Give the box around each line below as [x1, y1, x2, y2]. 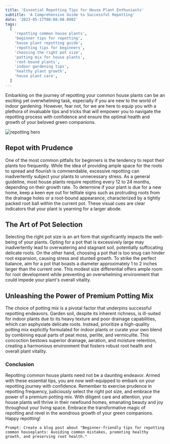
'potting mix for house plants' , [14, 54, 85, 60]
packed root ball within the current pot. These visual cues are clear [5, 200, 146, 206]
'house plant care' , [14, 74, 58, 79]
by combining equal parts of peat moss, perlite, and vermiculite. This [5, 332, 149, 338]
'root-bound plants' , [14, 59, 60, 64]
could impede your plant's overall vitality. [5, 277, 91, 283]
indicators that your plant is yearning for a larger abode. [5, 206, 122, 212]
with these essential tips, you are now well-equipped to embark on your [5, 378, 155, 384]
